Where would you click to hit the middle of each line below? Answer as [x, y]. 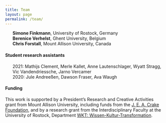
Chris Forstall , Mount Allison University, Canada [62, 44]
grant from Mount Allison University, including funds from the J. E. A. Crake [82, 105]
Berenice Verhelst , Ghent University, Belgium [59, 38]
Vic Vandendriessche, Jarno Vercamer [52, 71]
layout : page [19, 14]
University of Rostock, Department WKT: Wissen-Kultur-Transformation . [79, 115]
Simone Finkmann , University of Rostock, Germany [65, 33]
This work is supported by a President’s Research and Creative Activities [80, 99]
